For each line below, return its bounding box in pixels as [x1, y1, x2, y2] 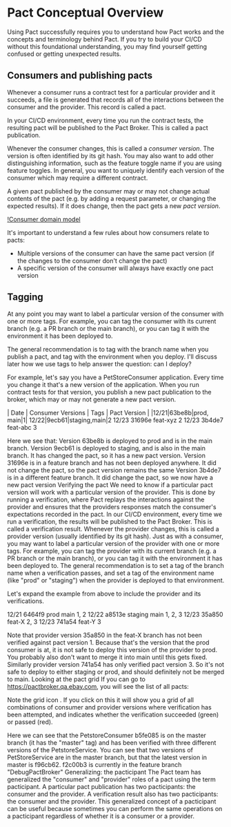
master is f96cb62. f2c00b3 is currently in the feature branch [7, 760, 182, 768]
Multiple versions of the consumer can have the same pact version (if [17, 249, 215, 257]
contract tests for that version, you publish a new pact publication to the [7, 388, 212, 396]
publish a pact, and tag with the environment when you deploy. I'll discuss [7, 352, 217, 361]
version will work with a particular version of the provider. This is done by [7, 488, 216, 496]
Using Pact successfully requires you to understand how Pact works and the [7, 28, 225, 36]
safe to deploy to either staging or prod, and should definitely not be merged [7, 667, 225, 676]
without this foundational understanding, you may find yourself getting [7, 42, 208, 50]
